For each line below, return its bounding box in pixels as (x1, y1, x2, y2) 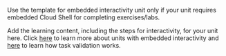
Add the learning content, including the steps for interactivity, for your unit (7, 27, 218, 35)
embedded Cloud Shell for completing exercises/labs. (7, 13, 160, 21)
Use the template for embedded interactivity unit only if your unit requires (7, 6, 216, 14)
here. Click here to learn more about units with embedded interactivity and (7, 34, 219, 42)
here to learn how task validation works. (7, 41, 121, 49)
